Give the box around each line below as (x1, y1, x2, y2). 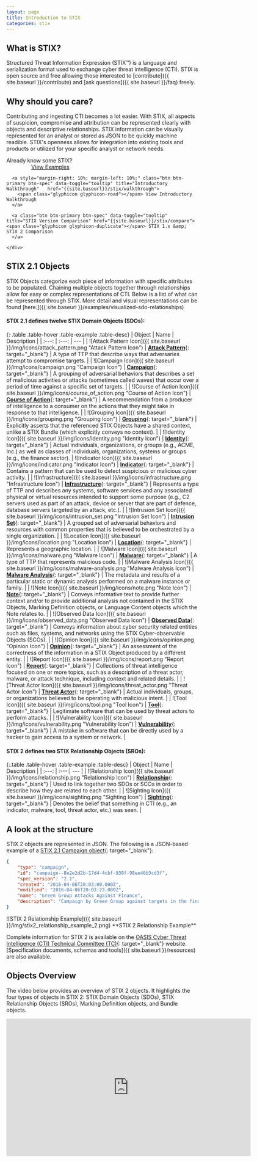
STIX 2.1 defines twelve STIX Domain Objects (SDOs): (6, 317, 145, 324)
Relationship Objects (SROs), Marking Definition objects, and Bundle (6, 999, 178, 1007)
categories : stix (6, 20, 51, 26)
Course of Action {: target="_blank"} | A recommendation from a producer (6, 396, 193, 403)
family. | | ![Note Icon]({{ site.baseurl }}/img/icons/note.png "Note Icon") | (6, 584, 192, 591)
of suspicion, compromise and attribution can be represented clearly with (6, 119, 191, 126)
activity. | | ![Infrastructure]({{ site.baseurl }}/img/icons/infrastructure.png (6, 474, 191, 481)
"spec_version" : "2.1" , (17, 875, 78, 882)
